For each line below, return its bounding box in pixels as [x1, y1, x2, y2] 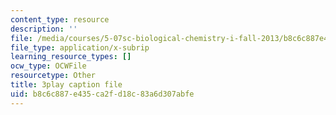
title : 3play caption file [10, 80, 123, 90]
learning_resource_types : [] [10, 52, 132, 62]
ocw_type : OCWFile [10, 61, 87, 71]
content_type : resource [10, 14, 110, 25]
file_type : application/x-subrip [10, 42, 150, 53]
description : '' [10, 24, 78, 34]
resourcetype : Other [10, 71, 97, 81]
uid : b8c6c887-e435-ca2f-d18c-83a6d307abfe [10, 89, 195, 99]
